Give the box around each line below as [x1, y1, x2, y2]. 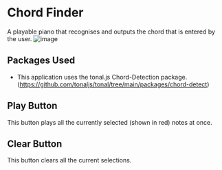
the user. [7, 34, 32, 42]
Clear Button [7, 138, 63, 149]
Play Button [7, 100, 58, 112]
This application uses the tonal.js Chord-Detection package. [16, 73, 188, 81]
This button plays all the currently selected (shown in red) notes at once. [7, 118, 212, 126]
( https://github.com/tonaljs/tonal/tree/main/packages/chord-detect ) [16, 80, 210, 88]
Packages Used [7, 55, 76, 66]
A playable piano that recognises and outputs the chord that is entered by [7, 27, 215, 36]
